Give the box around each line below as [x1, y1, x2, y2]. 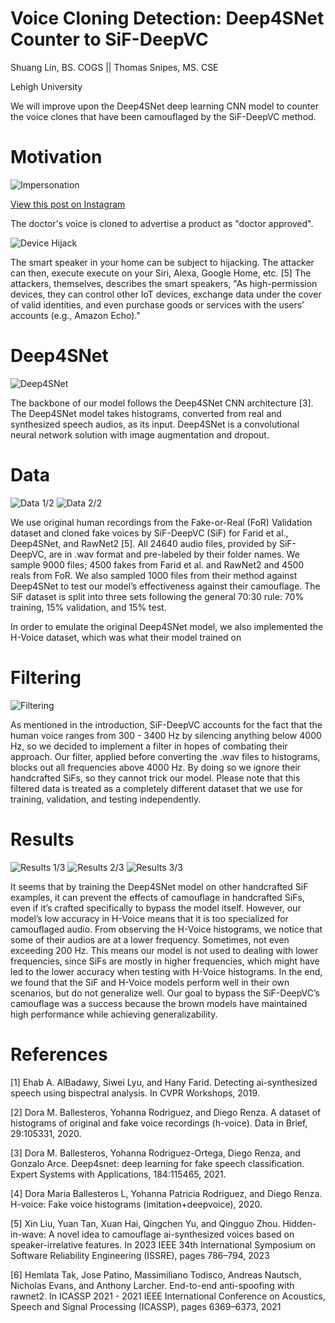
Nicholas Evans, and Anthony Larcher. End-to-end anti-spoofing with [10, 1279, 295, 1291]
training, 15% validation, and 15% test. [10, 601, 167, 613]
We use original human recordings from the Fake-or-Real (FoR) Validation [10, 516, 313, 528]
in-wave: [10, 1228, 47, 1240]
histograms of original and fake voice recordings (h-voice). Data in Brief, [10, 1117, 308, 1129]
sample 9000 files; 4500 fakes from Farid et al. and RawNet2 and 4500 [10, 558, 305, 571]
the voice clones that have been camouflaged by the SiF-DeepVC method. [10, 110, 317, 122]
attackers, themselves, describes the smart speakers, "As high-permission [10, 277, 318, 289]
